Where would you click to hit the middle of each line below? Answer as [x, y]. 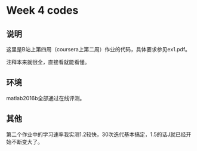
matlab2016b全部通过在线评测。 [46, 98]
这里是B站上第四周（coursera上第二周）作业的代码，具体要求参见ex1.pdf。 [98, 49]
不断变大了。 [27, 141]
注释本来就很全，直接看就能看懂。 [48, 62]
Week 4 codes [42, 10]
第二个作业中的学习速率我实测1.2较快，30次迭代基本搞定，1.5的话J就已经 [96, 134]
